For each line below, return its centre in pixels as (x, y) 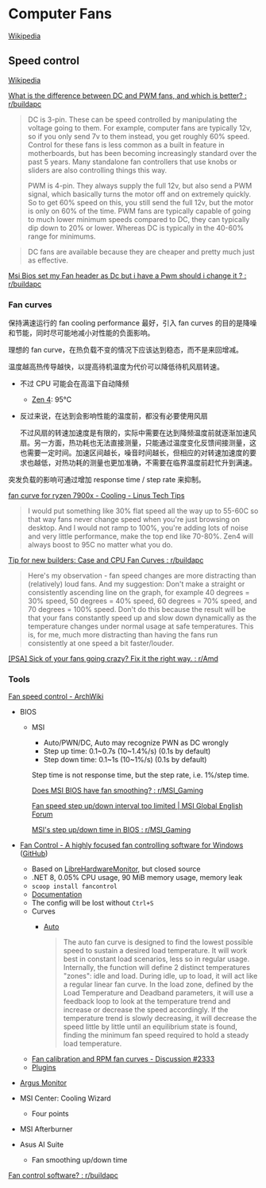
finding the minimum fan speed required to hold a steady (156, 1035)
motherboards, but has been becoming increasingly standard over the (142, 153)
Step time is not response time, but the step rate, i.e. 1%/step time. (141, 775)
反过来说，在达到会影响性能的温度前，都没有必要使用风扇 (114, 416)
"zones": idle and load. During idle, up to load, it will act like (160, 976)
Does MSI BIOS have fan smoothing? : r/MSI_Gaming (118, 791)
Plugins (44, 1068)
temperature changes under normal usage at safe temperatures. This (141, 626)
